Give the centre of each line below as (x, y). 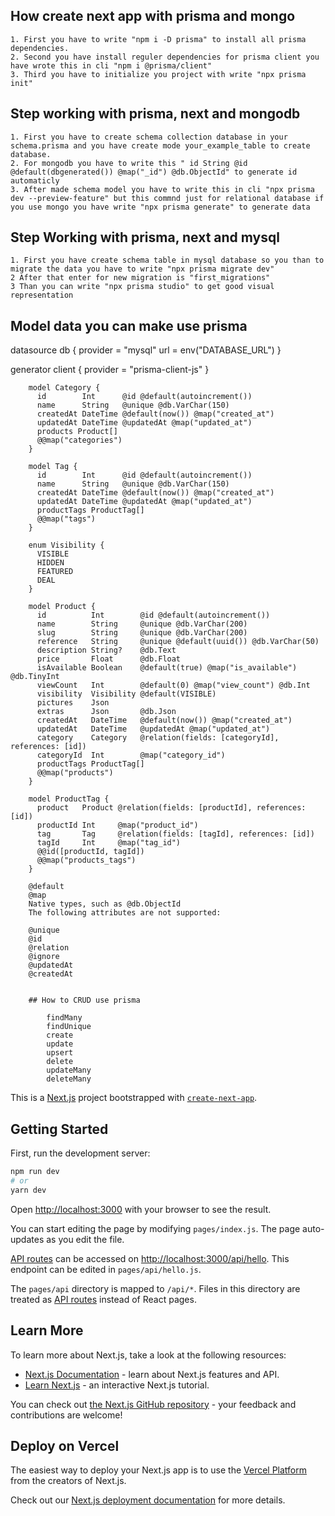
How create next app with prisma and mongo (153, 16)
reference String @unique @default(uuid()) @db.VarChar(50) (178, 642)
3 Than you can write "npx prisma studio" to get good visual (142, 287)
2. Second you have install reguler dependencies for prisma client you (165, 57)
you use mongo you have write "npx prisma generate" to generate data (160, 207)
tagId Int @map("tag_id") (109, 843)
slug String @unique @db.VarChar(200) (142, 633)
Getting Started (59, 1129)
